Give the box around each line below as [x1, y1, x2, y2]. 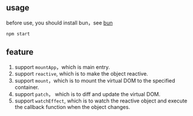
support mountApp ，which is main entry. [14, 63, 110, 70]
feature [6, 47, 34, 57]
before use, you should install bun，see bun [6, 19, 113, 26]
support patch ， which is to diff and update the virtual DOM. [14, 90, 161, 97]
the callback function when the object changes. [14, 103, 131, 110]
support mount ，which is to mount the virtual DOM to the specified [14, 77, 175, 84]
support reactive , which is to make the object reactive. [14, 70, 148, 77]
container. [14, 83, 39, 91]
